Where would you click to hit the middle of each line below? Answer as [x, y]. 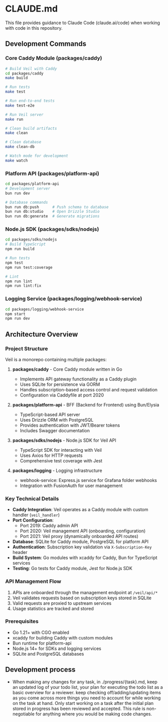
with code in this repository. [34, 28]
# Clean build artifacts [31, 128]
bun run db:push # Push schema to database [57, 207]
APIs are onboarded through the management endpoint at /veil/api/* [85, 592]
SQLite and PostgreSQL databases [48, 654]
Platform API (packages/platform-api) [52, 173]
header [20, 552]
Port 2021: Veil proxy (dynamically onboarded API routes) [79, 536]
